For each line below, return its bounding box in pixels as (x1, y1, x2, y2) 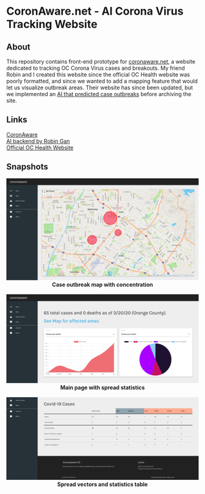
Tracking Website (6, 17, 98, 31)
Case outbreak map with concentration (51, 281, 154, 288)
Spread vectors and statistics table (57, 481, 148, 488)
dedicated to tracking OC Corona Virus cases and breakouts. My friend (6, 64, 185, 72)
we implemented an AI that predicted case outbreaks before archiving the (6, 91, 192, 97)
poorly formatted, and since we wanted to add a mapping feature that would (6, 78, 198, 84)
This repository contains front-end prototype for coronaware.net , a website (6, 58, 196, 65)
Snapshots (6, 162, 49, 172)
